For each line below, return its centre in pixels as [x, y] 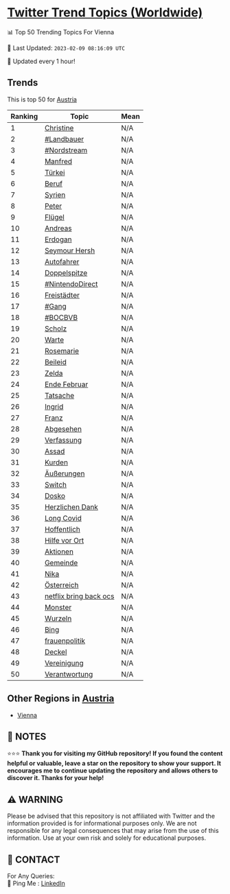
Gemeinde [61, 563]
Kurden [56, 462]
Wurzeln [58, 618]
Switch [56, 484]
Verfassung [63, 440]
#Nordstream [66, 150]
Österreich [61, 585]
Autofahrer [62, 261]
